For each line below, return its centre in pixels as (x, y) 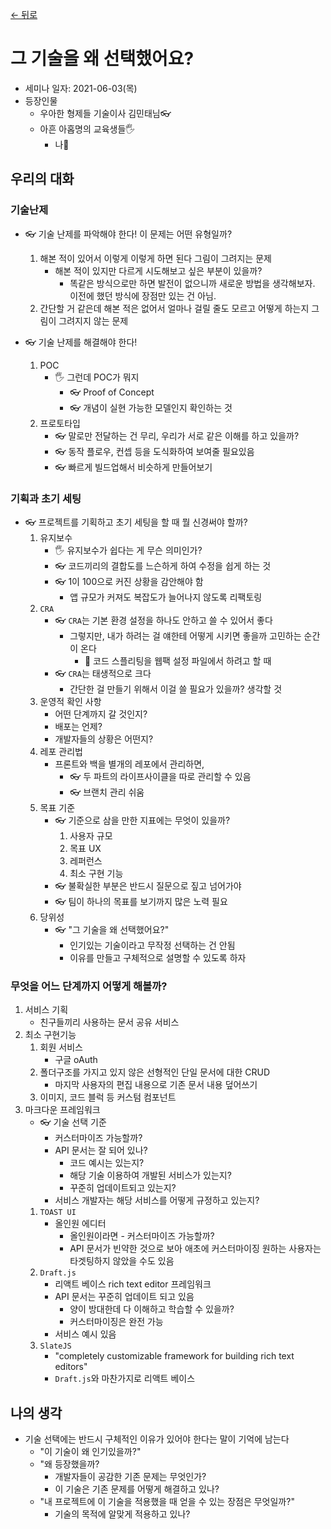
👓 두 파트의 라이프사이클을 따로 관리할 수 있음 (160, 776)
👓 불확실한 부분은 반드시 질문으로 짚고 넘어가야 (148, 885)
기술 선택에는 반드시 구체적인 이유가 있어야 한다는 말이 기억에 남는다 (157, 1439)
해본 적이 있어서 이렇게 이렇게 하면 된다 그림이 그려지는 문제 (155, 258)
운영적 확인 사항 (70, 701)
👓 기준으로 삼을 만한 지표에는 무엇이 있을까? (142, 820)
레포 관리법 (61, 751)
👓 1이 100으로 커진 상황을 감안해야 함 (129, 581)
